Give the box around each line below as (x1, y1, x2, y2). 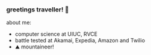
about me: (6, 19, 32, 26)
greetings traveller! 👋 (6, 5, 69, 14)
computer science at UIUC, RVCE (14, 30, 98, 38)
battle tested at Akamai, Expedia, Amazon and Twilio (14, 37, 146, 44)
